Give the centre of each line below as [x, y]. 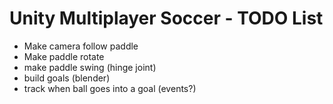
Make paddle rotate [64, 56]
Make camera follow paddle [81, 46]
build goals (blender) [67, 78]
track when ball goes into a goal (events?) [110, 88]
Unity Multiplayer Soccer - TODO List [166, 18]
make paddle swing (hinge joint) [90, 67]
